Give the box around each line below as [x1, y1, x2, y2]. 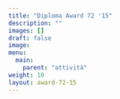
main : [15, 57, 34, 65]
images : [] [8, 26, 45, 34]
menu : [8, 49, 26, 57]
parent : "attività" [22, 64, 88, 72]
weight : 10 [8, 71, 45, 79]
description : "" [8, 19, 62, 27]
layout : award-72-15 [8, 78, 78, 86]
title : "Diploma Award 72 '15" [8, 11, 113, 20]
